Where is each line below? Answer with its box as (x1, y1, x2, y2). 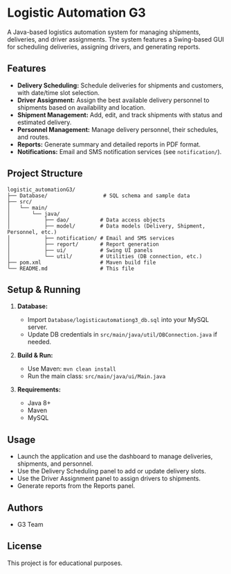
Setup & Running (7, 283, 81, 296)
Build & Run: (17, 351, 53, 360)
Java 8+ (27, 399, 51, 407)
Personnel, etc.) (7, 228, 57, 235)
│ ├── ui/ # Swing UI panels (7, 246, 154, 254)
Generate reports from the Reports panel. (17, 482, 136, 490)
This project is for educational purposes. (7, 559, 123, 567)
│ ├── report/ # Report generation (7, 241, 159, 248)
